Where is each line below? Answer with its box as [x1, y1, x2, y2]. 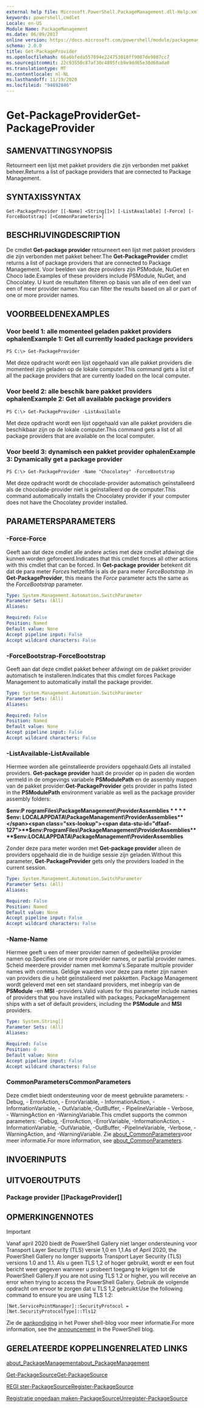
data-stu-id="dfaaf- [119, 820, 172, 827]
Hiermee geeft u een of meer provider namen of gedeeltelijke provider [6, 949, 182, 956]
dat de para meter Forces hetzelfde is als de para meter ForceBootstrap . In [6, 567, 193, 575]
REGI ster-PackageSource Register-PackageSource [6, 1383, 134, 1390]
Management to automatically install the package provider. [6, 678, 153, 685]
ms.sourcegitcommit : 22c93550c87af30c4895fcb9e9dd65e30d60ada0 [6, 60, 170, 66]
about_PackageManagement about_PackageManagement [6, 1359, 150, 1367]
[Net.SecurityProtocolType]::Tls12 [6, 1308, 97, 1315]
